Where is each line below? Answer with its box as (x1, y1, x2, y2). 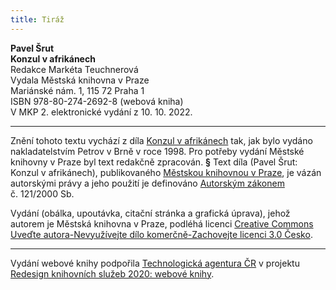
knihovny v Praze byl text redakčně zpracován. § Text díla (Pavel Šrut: (10, 156, 298, 168)
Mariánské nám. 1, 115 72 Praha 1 (10, 84, 145, 96)
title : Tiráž (10, 14, 65, 25)
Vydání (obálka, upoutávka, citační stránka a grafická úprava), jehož (10, 207, 291, 219)
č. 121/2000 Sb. (10, 187, 75, 200)
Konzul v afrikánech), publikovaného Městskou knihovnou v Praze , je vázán (10, 166, 322, 178)
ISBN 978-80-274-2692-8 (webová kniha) (10, 95, 184, 107)
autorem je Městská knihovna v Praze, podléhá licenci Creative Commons (10, 217, 314, 230)
